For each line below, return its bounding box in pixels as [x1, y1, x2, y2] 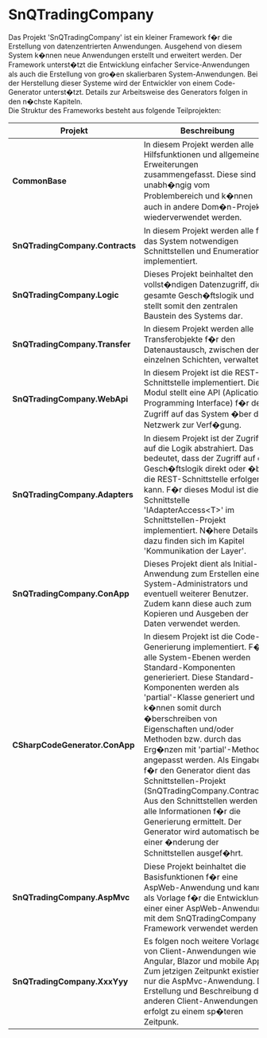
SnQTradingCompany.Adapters [12, 488, 133, 499]
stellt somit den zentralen [143, 300, 238, 311]
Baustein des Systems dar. [143, 310, 244, 321]
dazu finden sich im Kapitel [143, 535, 245, 546]
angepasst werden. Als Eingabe [143, 754, 262, 766]
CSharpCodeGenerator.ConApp [12, 739, 135, 750]
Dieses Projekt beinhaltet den [143, 268, 253, 280]
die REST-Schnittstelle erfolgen [143, 473, 262, 484]
